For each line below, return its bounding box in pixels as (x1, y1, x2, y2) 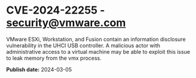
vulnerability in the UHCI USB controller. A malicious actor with (6, 42, 160, 49)
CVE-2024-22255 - (6, 4, 105, 17)
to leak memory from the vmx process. (6, 54, 102, 61)
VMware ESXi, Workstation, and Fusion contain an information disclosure (6, 35, 186, 43)
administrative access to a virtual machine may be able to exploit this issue (6, 48, 190, 55)
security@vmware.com (6, 16, 126, 30)
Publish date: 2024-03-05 (6, 66, 72, 73)
